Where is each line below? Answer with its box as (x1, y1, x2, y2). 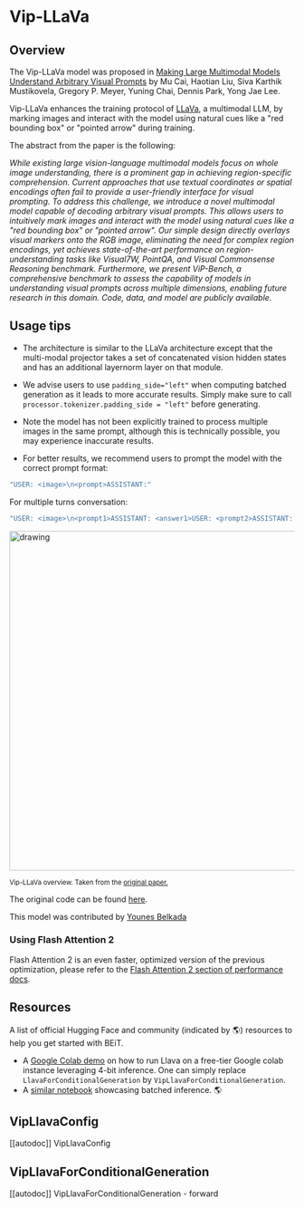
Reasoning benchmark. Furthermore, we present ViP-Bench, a (9, 264, 242, 273)
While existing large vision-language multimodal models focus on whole (9, 158, 279, 168)
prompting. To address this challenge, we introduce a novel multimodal (9, 197, 275, 206)
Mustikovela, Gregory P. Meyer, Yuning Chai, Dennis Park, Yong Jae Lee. (9, 86, 280, 96)
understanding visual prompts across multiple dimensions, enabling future (9, 283, 288, 293)
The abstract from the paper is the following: (9, 140, 176, 150)
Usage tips (9, 319, 71, 334)
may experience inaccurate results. (22, 435, 154, 446)
